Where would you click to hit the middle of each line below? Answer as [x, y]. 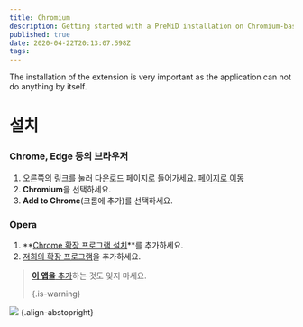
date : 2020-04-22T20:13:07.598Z [70, 43]
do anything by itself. [48, 87]
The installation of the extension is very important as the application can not [150, 77]
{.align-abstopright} [57, 312]
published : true [40, 34]
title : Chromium [40, 18]
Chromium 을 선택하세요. [67, 189]
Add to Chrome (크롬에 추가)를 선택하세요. [97, 201]
